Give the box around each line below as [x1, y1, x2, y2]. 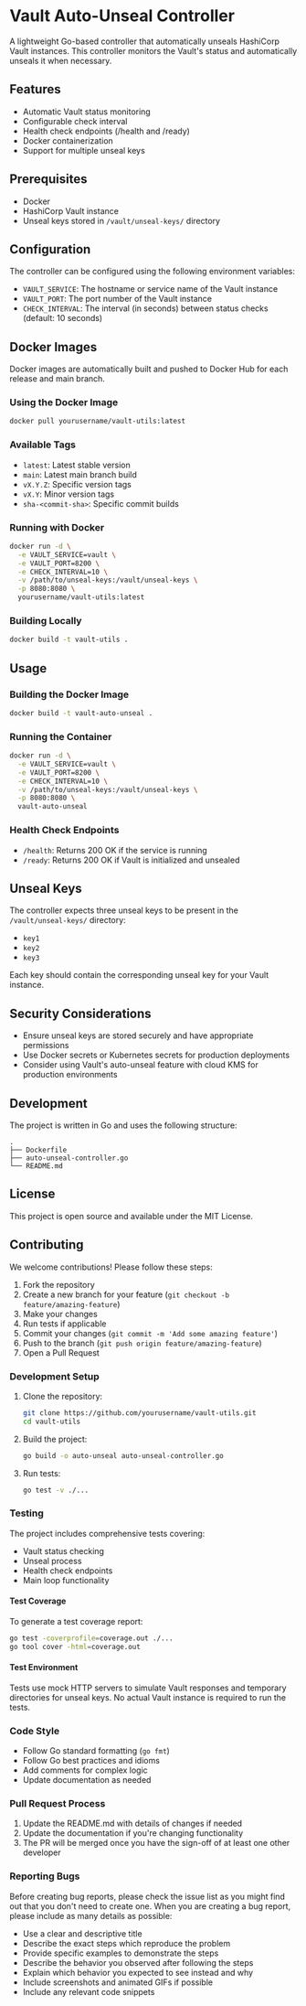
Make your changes [22, 1308, 98, 1319]
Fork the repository [22, 1279, 96, 1290]
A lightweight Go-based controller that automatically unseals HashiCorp [9, 36, 280, 47]
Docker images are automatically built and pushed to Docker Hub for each [9, 363, 289, 375]
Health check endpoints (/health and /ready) [22, 125, 190, 136]
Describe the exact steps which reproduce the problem [22, 1937, 231, 1948]
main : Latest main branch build [22, 468, 137, 480]
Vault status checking [22, 1545, 105, 1556]
